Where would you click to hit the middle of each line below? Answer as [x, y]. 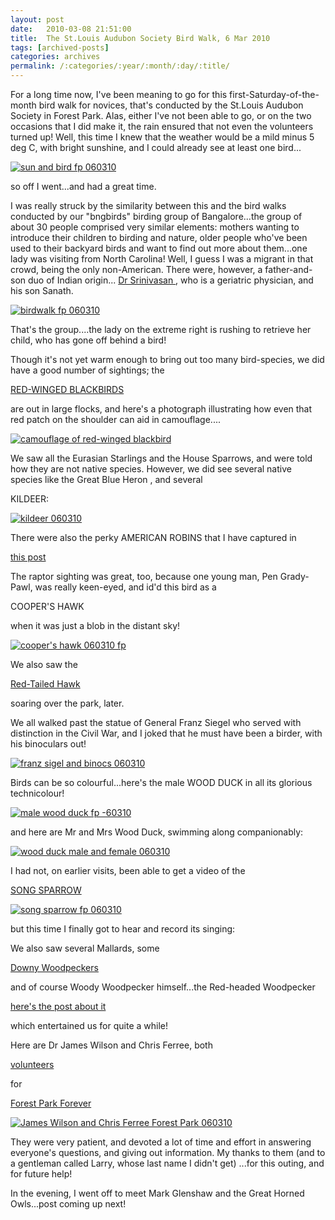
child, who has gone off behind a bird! [88, 340]
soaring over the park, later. [67, 703]
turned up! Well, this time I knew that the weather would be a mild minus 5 [162, 137]
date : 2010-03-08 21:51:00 [71, 29]
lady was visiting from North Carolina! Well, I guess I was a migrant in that [162, 259]
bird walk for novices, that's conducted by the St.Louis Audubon [171, 105]
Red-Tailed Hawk [45, 684]
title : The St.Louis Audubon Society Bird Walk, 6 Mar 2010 [140, 38]
